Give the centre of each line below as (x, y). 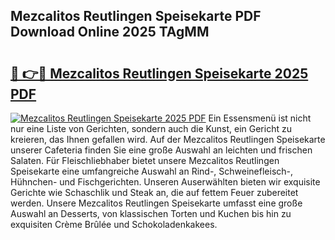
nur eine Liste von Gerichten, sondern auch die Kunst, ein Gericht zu (151, 128)
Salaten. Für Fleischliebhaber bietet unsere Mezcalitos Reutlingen (145, 160)
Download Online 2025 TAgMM (110, 32)
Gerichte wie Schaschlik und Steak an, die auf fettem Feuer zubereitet (154, 192)
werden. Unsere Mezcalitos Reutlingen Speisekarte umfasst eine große (156, 203)
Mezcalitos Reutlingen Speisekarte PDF (136, 16)
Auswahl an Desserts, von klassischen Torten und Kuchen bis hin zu (151, 213)
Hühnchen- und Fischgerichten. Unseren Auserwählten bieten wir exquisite (165, 182)
